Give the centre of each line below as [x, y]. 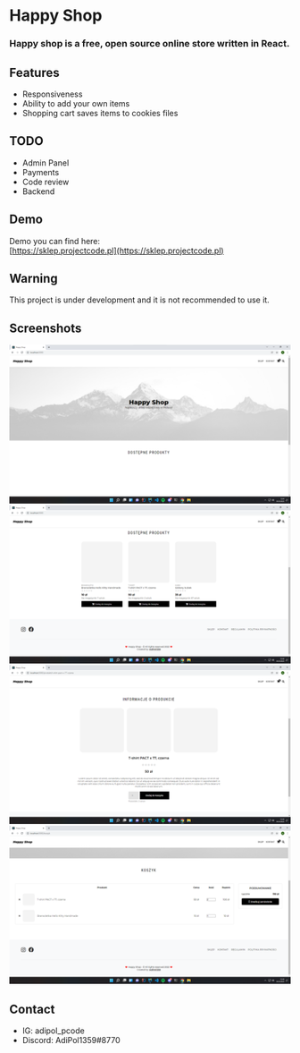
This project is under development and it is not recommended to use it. [139, 300]
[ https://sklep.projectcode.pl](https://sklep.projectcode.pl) [117, 251]
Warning [33, 278]
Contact [32, 1009]
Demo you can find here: [55, 241]
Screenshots [46, 328]
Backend [38, 191]
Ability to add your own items [76, 103]
